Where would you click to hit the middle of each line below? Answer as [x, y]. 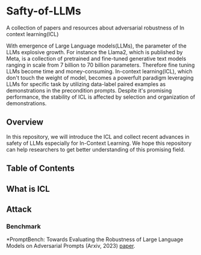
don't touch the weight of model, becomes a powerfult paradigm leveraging [100, 78]
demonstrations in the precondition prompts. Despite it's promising [89, 90]
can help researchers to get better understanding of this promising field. [96, 149]
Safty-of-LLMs [44, 11]
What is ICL [28, 189]
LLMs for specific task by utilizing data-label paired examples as [86, 84]
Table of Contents [41, 169]
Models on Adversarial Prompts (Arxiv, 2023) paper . [71, 246]
